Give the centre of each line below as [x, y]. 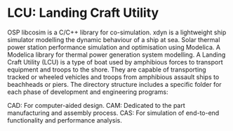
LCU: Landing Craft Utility [83, 13]
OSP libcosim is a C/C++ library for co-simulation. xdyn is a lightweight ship [117, 32]
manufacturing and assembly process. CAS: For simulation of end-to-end [113, 113]
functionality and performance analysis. [65, 120]
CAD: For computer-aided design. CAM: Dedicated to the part [96, 105]
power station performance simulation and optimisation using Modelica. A [114, 47]
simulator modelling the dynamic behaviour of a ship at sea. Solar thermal [114, 39]
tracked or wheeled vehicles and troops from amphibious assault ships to [113, 77]
